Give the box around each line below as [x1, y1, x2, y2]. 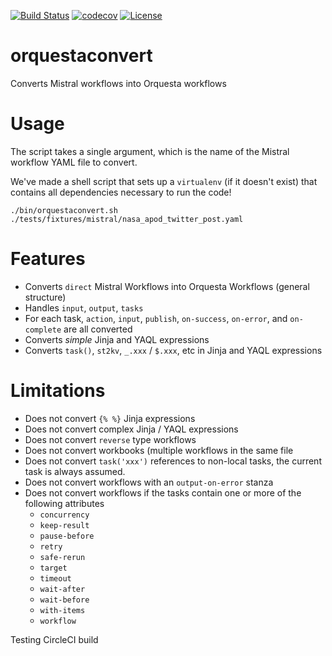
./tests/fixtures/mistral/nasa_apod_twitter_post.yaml [10, 214, 244, 224]
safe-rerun [39, 552, 86, 562]
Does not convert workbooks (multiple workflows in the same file [24, 444, 294, 456]
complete [24, 325, 62, 335]
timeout [39, 573, 72, 584]
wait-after [39, 584, 86, 594]
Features [10, 248, 86, 270]
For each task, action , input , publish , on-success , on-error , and [24, 312, 288, 324]
